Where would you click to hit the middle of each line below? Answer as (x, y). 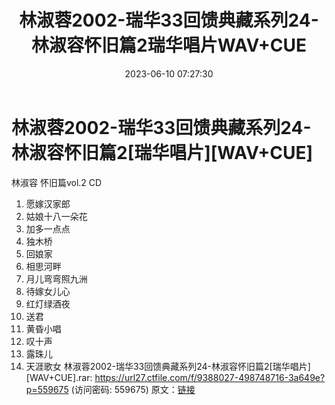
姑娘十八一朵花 (56, 216)
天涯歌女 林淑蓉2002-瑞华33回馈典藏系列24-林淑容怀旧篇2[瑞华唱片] (168, 366)
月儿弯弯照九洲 (56, 278)
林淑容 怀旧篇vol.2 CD (57, 182)
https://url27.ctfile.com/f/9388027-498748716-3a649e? (210, 377)
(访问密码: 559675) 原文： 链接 (133, 389)
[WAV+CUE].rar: (59, 377)
